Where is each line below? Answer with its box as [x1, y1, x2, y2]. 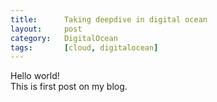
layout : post [10, 24, 83, 34]
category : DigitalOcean [10, 33, 118, 43]
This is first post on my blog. [10, 81, 128, 93]
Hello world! [10, 70, 60, 82]
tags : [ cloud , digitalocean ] [10, 42, 159, 53]
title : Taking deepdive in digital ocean [10, 14, 208, 25]
